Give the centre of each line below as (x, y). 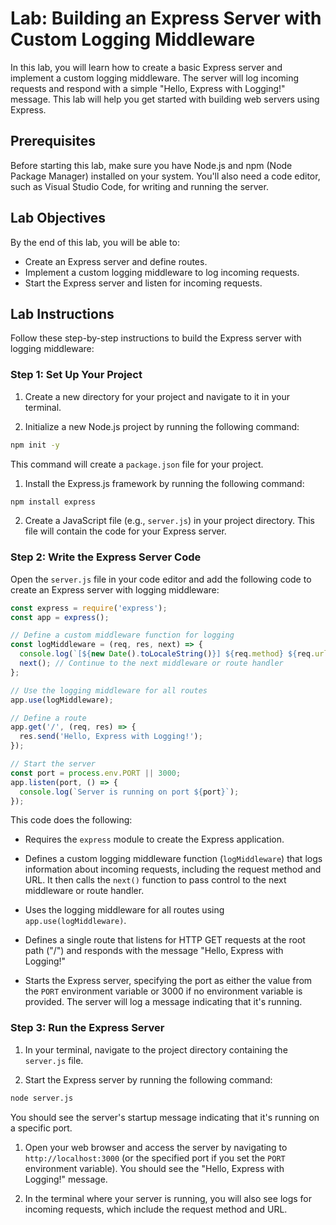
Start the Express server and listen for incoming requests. (143, 283)
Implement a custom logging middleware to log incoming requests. (162, 272)
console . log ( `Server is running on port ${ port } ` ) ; (129, 792)
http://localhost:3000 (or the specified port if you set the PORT (155, 1158)
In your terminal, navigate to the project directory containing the (156, 1049)
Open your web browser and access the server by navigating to (156, 1147)
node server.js (42, 1098)
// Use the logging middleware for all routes (109, 690)
